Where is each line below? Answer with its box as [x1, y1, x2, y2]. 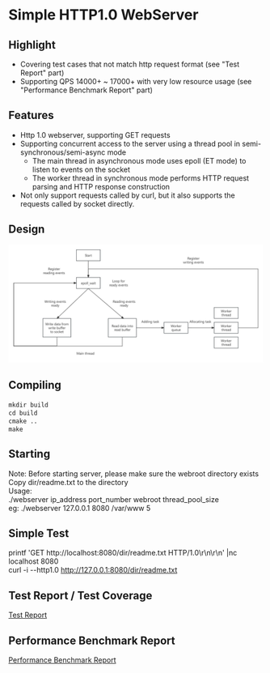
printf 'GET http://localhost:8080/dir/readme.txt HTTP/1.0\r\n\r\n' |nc [8, 548, 238, 558]
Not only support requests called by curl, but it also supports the [19, 190, 236, 200]
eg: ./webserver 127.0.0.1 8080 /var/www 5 [8, 503, 151, 513]
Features [8, 109, 54, 122]
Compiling [8, 378, 62, 392]
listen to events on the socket [32, 164, 131, 174]
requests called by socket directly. [19, 198, 135, 208]
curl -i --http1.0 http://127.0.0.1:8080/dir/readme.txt [8, 565, 178, 575]
